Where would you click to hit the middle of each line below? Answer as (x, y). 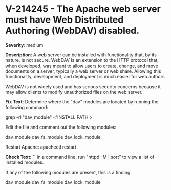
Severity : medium (24, 45)
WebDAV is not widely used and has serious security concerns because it (83, 86)
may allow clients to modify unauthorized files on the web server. (74, 92)
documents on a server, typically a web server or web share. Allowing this (83, 71)
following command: (27, 107)
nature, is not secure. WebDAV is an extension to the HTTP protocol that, (82, 60)
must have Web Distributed (65, 20)
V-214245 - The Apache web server (83, 9)
